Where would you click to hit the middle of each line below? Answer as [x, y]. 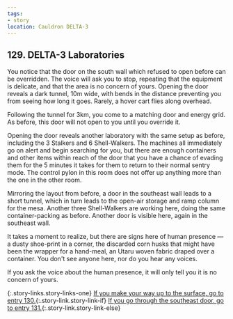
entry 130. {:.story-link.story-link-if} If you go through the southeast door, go [115, 301]
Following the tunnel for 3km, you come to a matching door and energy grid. [116, 115]
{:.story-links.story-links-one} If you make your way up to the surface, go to [115, 293]
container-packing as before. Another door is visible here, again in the [107, 216]
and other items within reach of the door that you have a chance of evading [115, 158]
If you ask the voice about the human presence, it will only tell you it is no [112, 272]
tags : [15, 14]
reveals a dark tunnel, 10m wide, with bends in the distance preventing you [114, 94]
